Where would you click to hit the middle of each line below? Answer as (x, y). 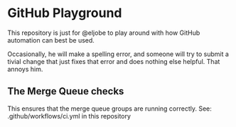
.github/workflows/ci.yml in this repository (69, 116)
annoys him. (25, 69)
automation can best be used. (51, 40)
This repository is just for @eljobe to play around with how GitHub (104, 33)
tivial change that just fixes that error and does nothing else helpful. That (114, 61)
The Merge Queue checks (66, 91)
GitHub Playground (65, 13)
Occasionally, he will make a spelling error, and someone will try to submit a (118, 54)
